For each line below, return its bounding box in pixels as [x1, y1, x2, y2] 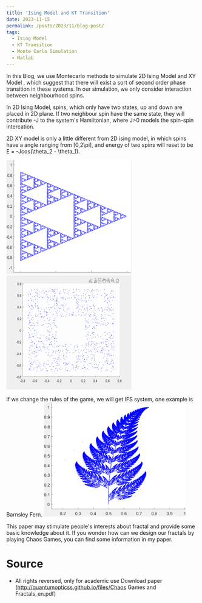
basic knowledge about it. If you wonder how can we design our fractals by [6, 529, 195, 536]
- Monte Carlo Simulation [12, 49, 78, 55]
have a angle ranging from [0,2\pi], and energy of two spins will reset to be [6, 141, 194, 149]
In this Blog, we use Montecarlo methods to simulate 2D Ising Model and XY [6, 72, 196, 79]
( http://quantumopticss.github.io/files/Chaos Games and [15, 584, 157, 591]
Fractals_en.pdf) [15, 590, 56, 597]
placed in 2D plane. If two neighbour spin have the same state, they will [6, 110, 185, 117]
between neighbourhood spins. [6, 91, 85, 99]
